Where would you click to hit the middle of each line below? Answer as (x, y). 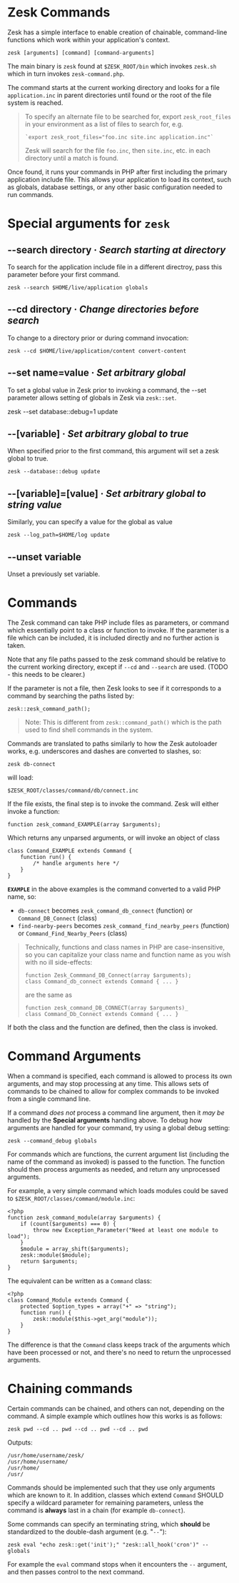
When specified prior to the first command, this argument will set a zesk (113, 451)
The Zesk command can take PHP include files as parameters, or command (118, 623)
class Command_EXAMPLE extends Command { (70, 850)
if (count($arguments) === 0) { (68, 1224)
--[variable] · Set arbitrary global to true (98, 434)
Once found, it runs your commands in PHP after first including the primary (117, 171)
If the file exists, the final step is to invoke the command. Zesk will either (113, 803)
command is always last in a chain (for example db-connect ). (96, 1510)
